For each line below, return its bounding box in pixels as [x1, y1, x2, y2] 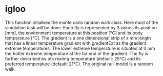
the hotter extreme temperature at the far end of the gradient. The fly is [5, 50, 148, 57]
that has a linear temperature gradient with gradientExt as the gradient [5, 40, 146, 46]
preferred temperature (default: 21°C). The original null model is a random [5, 61, 153, 67]
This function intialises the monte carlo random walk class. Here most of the [5, 19, 158, 25]
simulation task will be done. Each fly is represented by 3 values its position [5, 24, 157, 30]
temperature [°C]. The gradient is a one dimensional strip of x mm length [5, 35, 151, 41]
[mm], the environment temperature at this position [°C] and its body [5, 30, 143, 36]
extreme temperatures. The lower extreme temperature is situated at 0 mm [5, 45, 155, 51]
